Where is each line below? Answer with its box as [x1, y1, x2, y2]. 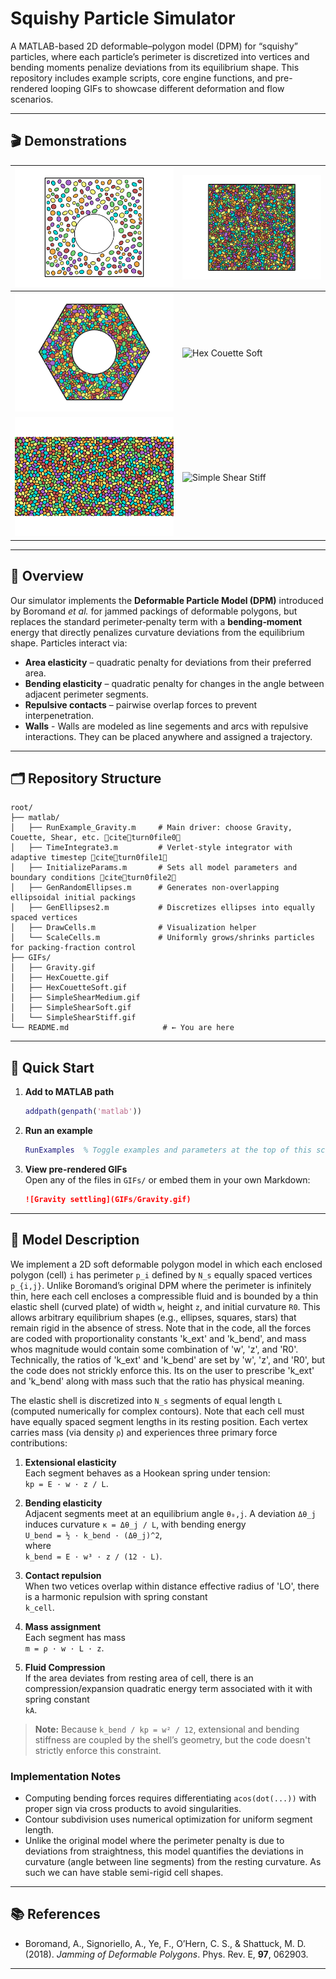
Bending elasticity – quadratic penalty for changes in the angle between [24, 677, 325, 689]
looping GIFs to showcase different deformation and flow [49, 82, 285, 94]
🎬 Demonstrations [10, 133, 128, 150]
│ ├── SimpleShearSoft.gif [10, 1003, 132, 1013]
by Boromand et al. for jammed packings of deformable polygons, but [10, 605, 298, 617]
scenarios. [10, 93, 54, 105]
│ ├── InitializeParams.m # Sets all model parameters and [10, 863, 298, 873]
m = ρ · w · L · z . [24, 1642, 105, 1654]
